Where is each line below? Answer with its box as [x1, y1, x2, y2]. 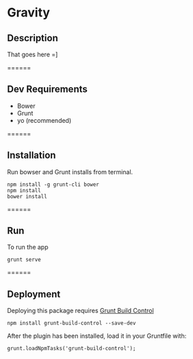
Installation [7, 150, 56, 161]
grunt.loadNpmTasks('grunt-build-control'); [7, 345, 136, 352]
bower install [7, 193, 48, 200]
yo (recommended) [16, 116, 72, 124]
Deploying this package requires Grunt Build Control [7, 307, 154, 315]
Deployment [7, 288, 61, 300]
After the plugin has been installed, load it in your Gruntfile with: [7, 332, 187, 340]
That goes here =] [7, 50, 58, 58]
